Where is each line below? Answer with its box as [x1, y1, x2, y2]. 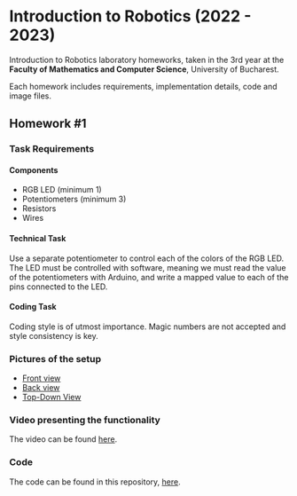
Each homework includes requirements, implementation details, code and [9, 81, 277, 91]
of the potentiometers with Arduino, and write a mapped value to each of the [9, 272, 289, 282]
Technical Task [9, 233, 66, 244]
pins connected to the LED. [9, 281, 108, 292]
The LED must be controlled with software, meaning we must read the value [9, 262, 286, 272]
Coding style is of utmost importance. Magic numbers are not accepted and [9, 321, 286, 332]
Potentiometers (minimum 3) [21, 193, 127, 205]
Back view [21, 382, 60, 393]
